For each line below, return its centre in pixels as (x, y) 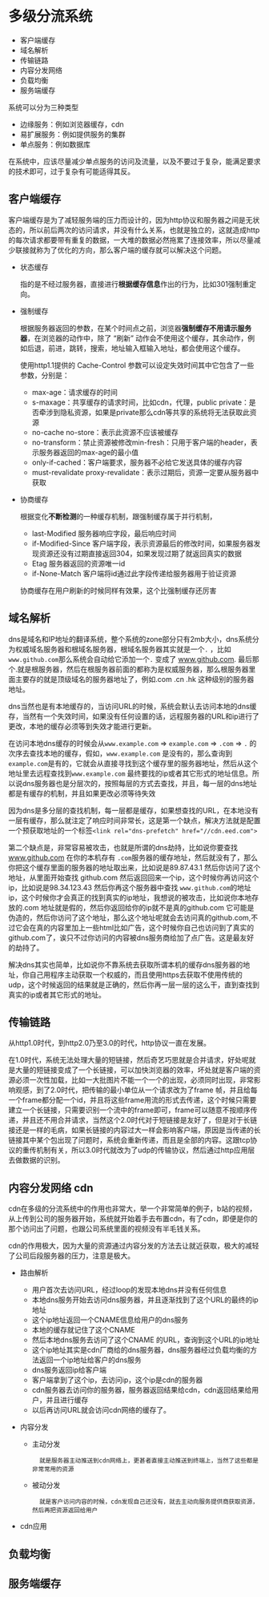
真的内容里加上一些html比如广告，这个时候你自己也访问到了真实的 (145, 927)
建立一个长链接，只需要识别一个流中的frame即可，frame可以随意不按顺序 (129, 1110)
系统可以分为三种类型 (43, 107)
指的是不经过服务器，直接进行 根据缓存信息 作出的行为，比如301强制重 (134, 284)
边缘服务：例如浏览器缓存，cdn (72, 124)
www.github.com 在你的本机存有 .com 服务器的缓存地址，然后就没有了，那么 (133, 857)
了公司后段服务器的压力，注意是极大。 (71, 1256)
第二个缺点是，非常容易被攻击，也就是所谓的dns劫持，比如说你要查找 (123, 847)
